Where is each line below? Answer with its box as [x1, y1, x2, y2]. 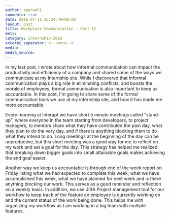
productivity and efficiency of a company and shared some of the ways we [5, 69, 162, 75]
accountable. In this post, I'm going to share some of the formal [5, 91, 138, 97]
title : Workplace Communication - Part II [5, 26, 96, 32]
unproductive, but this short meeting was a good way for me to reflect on [5, 138, 158, 145]
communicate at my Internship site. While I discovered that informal [5, 75, 146, 81]
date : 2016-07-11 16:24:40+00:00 [5, 17, 76, 22]
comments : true [5, 12, 38, 17]
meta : [5, 31, 17, 36]
